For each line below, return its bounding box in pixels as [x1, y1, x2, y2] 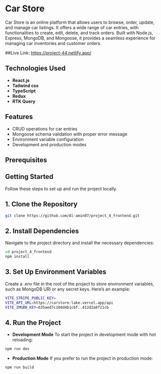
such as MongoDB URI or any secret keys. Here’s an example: [5, 286, 130, 292]
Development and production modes [12, 141, 87, 147]
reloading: [12, 337, 33, 343]
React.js [12, 77, 30, 83]
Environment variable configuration [12, 136, 84, 142]
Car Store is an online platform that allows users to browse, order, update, [5, 19, 155, 25]
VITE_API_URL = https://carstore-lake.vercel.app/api [5, 300, 113, 305]
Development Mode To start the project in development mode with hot [12, 332, 156, 337]
